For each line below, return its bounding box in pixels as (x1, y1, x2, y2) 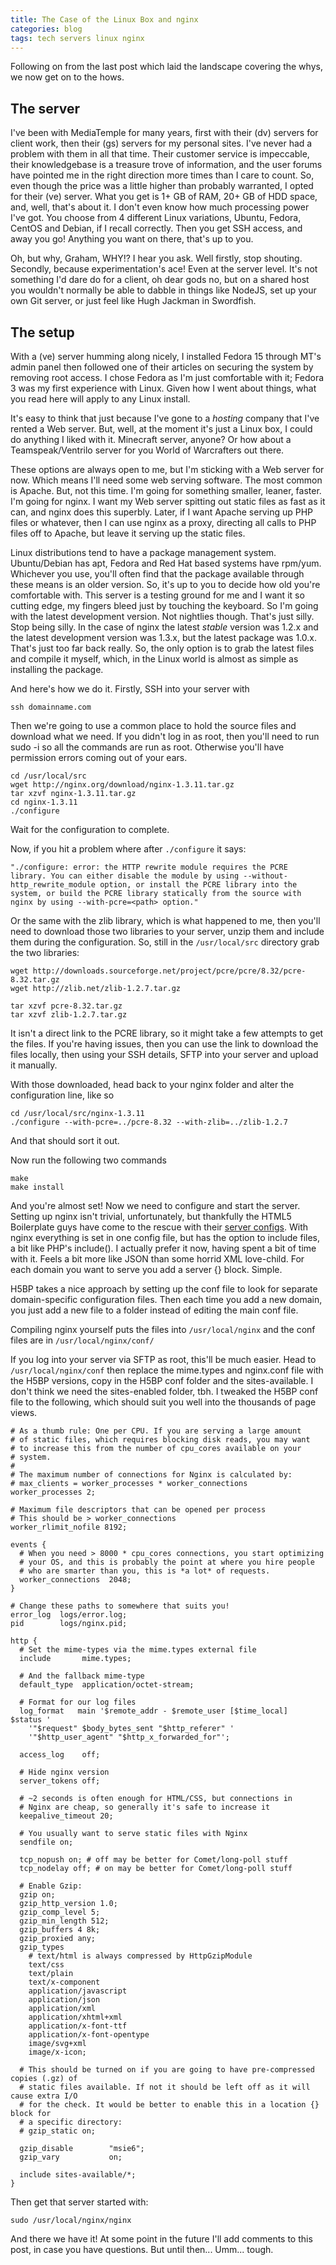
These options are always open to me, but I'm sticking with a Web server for (10, 464, 325, 475)
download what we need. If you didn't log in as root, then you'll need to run (10, 731, 320, 742)
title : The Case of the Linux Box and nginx (10, 14, 199, 25)
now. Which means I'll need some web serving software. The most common (10, 474, 323, 486)
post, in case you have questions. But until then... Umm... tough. (10, 2244, 274, 2255)
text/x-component (28, 1977, 101, 1987)
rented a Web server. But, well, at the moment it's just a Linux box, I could (10, 423, 313, 435)
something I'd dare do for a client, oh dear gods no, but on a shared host (10, 274, 310, 286)
